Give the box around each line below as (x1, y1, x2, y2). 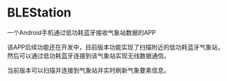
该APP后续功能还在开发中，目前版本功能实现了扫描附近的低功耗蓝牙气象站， (7, 43, 224, 51)
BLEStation (7, 5, 72, 21)
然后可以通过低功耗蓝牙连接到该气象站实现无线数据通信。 (7, 51, 170, 60)
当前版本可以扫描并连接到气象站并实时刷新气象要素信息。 (7, 66, 170, 74)
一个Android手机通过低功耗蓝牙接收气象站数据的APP (7, 28, 156, 36)
